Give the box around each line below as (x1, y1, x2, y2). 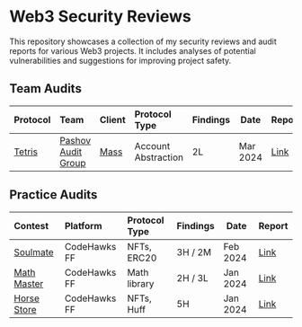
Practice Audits (9, 187, 98, 203)
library (127, 277, 155, 289)
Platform (64, 219, 102, 232)
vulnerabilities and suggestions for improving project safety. (9, 55, 232, 66)
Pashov (59, 134, 92, 146)
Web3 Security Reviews (9, 6, 191, 27)
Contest (13, 219, 49, 232)
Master (13, 277, 44, 289)
